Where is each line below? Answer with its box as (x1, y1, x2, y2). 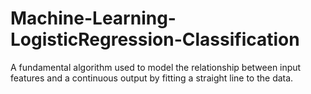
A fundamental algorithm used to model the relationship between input (10, 61, 302, 73)
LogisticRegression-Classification (10, 28, 300, 51)
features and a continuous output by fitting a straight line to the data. (10, 72, 294, 84)
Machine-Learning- (10, 7, 177, 30)
